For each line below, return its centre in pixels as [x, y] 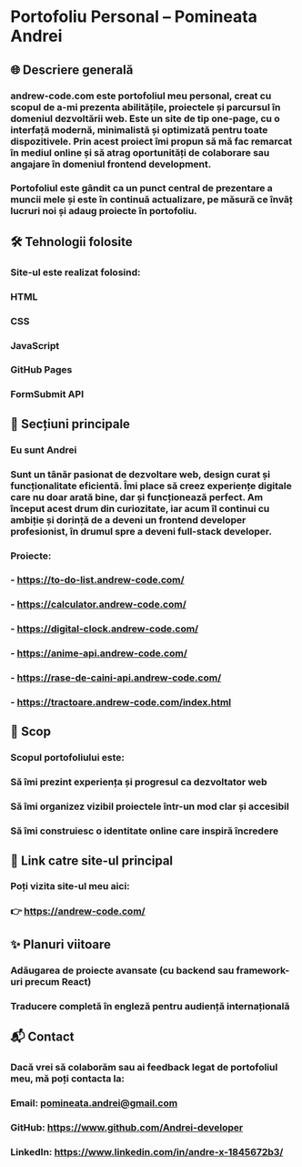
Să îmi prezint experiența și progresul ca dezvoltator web [139, 783]
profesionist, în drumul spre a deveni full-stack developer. [141, 531]
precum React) [58, 981]
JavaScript [35, 345]
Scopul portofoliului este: [68, 758]
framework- [263, 970]
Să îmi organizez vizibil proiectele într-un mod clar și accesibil [150, 806]
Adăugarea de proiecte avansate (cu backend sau [122, 970]
